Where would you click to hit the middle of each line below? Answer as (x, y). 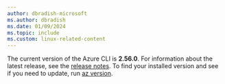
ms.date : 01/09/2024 (37, 26)
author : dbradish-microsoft (47, 13)
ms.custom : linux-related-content (57, 39)
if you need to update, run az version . (60, 74)
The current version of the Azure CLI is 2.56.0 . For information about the (110, 59)
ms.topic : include (33, 33)
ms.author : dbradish (37, 20)
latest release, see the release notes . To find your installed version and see (113, 66)
